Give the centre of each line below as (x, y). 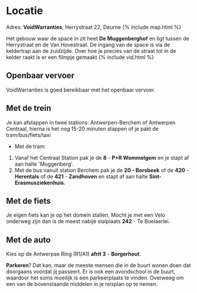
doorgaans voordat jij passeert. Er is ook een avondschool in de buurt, (91, 272)
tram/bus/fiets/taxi (28, 135)
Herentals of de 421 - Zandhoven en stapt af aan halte (81, 176)
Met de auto (28, 240)
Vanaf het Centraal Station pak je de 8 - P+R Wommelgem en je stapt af (102, 157)
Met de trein (29, 108)
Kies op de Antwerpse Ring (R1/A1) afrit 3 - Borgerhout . (74, 254)
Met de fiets (28, 201)
